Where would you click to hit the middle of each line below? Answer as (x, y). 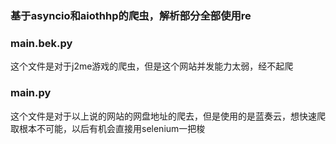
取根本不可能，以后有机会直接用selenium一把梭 (108, 128)
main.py (31, 93)
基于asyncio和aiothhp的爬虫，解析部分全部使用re (131, 15)
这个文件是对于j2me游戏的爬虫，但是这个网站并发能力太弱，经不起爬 (152, 66)
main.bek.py (41, 43)
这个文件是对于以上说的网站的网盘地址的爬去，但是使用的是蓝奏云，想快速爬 (168, 116)
